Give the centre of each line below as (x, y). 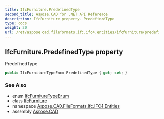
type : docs (16, 23)
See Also (16, 85)
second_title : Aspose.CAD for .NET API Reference (57, 14)
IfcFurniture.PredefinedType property (64, 52)
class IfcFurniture (30, 101)
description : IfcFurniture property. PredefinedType (60, 19)
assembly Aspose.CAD (35, 111)
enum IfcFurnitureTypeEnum (41, 96)
